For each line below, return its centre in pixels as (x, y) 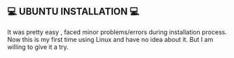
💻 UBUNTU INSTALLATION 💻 (74, 12)
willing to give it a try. (38, 47)
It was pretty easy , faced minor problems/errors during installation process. (117, 32)
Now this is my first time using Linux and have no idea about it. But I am (110, 39)
